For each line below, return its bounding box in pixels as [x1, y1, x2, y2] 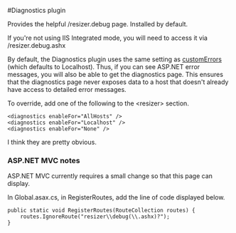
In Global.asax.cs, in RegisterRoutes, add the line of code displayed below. [7, 193, 225, 202]
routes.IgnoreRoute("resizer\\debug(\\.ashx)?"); [20, 213, 171, 220]
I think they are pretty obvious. [7, 138, 97, 146]
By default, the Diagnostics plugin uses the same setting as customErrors [7, 55, 222, 63]
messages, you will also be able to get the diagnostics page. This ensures [7, 71, 224, 78]
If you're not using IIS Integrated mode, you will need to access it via [7, 33, 208, 42]
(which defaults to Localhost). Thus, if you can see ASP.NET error [7, 63, 200, 71]
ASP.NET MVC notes [7, 155, 80, 165]
